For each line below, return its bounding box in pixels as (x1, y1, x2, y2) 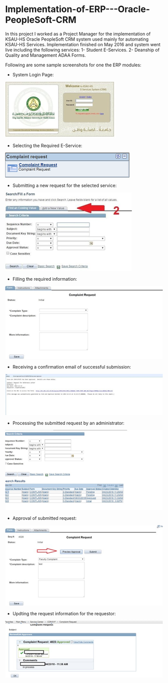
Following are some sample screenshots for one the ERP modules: (5, 62, 141, 68)
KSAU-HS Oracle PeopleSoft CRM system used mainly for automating (5, 36, 149, 42)
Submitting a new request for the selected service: (12, 182, 117, 188)
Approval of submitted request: (12, 515, 77, 521)
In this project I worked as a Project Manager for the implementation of (5, 31, 151, 37)
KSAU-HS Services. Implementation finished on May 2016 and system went (5, 41, 161, 47)
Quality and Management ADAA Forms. (5, 52, 86, 58)
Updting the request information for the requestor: (12, 611, 116, 617)
